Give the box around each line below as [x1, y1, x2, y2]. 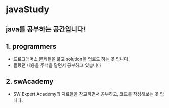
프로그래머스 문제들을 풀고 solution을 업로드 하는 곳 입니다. [13, 56, 130, 62]
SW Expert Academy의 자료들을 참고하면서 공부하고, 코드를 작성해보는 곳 [13, 91, 159, 97]
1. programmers [6, 42, 57, 51]
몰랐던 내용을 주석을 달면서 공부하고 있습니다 [13, 62, 102, 68]
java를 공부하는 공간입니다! [6, 25, 86, 33]
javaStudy [6, 4, 50, 15]
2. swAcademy [6, 77, 54, 86]
